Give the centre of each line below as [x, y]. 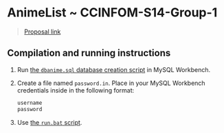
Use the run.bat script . [49, 122]
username [30, 103]
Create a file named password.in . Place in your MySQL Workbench [111, 83]
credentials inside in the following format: [76, 90]
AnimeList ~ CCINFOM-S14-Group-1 [112, 13]
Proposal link [42, 32]
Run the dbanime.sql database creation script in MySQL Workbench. [114, 69]
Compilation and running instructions [89, 53]
